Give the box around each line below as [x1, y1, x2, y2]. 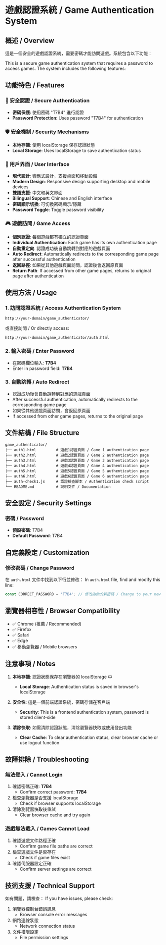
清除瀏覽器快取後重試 [12, 806, 56, 812]
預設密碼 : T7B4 [12, 527, 43, 533]
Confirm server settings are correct [19, 866, 92, 872]
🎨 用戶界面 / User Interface [5, 160, 70, 167]
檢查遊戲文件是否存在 [12, 849, 56, 855]
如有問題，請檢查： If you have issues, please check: [5, 895, 113, 901]
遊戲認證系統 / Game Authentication [5, 4, 154, 16]
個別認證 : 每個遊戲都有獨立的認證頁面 [12, 234, 89, 240]
